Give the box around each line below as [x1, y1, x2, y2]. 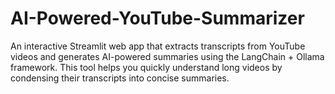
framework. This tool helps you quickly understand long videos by [10, 61, 283, 73]
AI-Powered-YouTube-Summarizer [10, 7, 305, 30]
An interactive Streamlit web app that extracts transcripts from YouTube [10, 40, 306, 52]
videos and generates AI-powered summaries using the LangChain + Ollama [10, 50, 325, 62]
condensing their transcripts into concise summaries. [10, 72, 230, 84]
